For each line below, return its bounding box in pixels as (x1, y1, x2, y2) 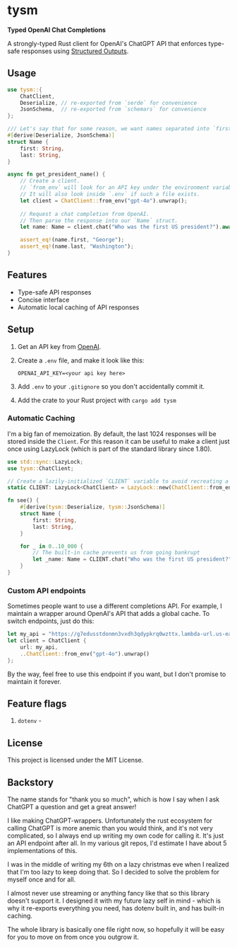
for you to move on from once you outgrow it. (7, 933, 140, 942)
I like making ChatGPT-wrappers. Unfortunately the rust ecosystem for (7, 816, 213, 825)
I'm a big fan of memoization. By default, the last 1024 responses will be (7, 429, 217, 438)
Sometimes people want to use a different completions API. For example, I (7, 602, 222, 610)
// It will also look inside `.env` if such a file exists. (20, 190, 200, 198)
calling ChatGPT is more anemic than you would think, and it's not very (7, 824, 214, 833)
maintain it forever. (7, 677, 62, 685)
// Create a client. (20, 178, 80, 185)
